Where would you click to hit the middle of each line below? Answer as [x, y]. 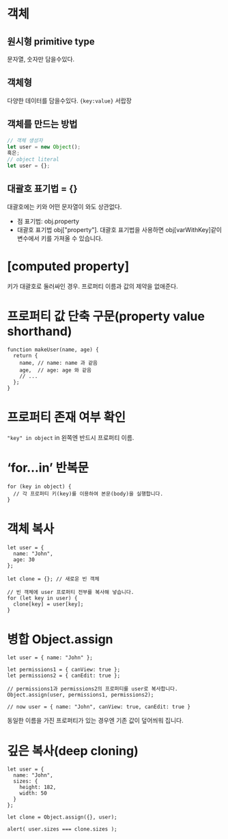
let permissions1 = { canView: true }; [64, 670]
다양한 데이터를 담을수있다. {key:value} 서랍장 [69, 101]
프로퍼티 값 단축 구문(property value [106, 316]
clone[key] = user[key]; [48, 604]
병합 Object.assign [60, 639]
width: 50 [33, 793]
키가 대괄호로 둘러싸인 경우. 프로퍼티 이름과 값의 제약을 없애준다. [93, 286]
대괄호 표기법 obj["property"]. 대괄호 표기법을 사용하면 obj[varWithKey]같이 [119, 229]
